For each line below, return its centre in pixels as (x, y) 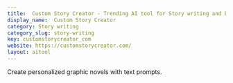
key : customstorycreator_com (49, 39)
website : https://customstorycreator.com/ (69, 46)
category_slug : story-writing (51, 33)
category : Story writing (43, 26)
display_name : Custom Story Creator (62, 20)
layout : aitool (29, 53)
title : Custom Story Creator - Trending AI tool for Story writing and (114, 13)
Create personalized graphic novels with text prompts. (85, 72)
